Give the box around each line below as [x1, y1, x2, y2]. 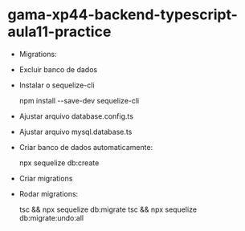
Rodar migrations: [18, 188, 79, 198]
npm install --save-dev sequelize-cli [18, 95, 140, 105]
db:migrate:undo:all [18, 213, 84, 222]
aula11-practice [7, 22, 112, 41]
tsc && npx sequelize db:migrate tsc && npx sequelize [18, 205, 198, 214]
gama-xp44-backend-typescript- [7, 6, 239, 24]
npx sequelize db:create [18, 158, 100, 168]
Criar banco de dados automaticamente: [18, 142, 153, 152]
